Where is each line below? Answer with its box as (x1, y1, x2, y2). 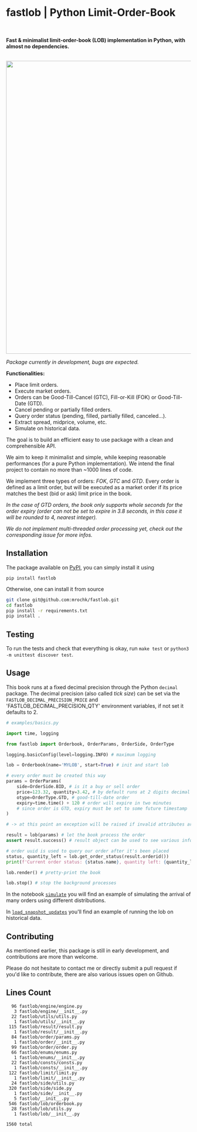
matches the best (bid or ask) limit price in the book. (6, 490, 133, 497)
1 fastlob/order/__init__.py (13, 1039, 85, 1045)
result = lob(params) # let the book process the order (6, 832, 145, 838)
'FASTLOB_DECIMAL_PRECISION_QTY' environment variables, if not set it (6, 702, 184, 709)
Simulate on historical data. (14, 425, 81, 432)
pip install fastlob (6, 575, 57, 581)
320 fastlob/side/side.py (8, 1085, 72, 1091)
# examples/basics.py (6, 720, 59, 726)
